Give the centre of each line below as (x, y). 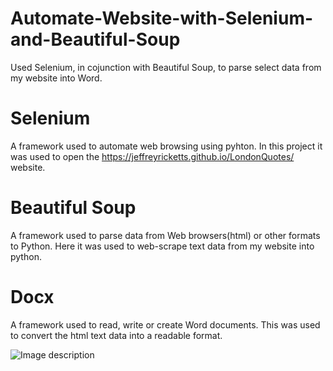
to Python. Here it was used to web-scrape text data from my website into (162, 246)
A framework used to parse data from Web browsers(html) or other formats (165, 235)
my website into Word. (56, 78)
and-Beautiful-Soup (95, 39)
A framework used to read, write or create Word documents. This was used (165, 324)
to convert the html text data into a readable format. (116, 335)
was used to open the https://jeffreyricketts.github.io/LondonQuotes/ (152, 156)
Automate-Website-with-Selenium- (162, 18)
